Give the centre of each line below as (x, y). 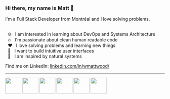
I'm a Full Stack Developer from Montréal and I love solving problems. (78, 19)
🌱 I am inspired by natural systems (45, 56)
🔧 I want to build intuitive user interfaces (51, 51)
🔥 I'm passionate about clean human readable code (62, 40)
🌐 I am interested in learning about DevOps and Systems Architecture (81, 34)
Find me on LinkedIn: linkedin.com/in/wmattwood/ (57, 66)
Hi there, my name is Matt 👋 (40, 8)
